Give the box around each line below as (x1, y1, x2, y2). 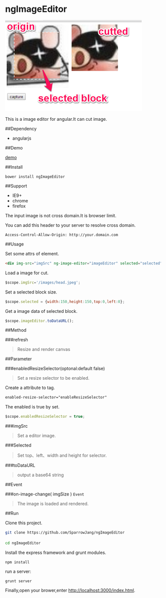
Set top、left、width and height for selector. (17, 452, 107, 458)
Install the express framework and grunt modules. (5, 549, 106, 555)
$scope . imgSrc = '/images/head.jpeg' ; (5, 280, 81, 285)
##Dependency (5, 125, 37, 132)
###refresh (5, 337, 28, 343)
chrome (12, 198, 28, 203)
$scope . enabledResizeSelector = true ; (5, 414, 85, 419)
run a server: (5, 568, 31, 574)
